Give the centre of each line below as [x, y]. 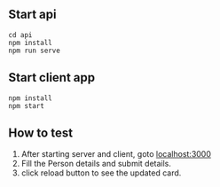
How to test [40, 133]
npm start [27, 105]
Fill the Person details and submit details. [96, 164]
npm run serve [35, 51]
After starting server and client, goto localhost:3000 [116, 154]
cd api [20, 35]
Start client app [52, 78]
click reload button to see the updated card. [101, 173]
